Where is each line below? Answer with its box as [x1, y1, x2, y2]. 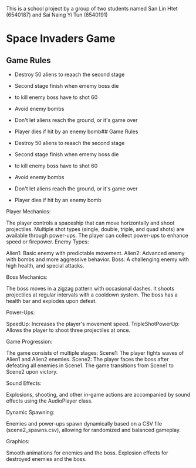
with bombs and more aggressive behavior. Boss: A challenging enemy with [6, 256, 190, 263]
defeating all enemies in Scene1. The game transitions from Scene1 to [6, 362, 174, 369]
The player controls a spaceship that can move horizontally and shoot [6, 219, 175, 226]
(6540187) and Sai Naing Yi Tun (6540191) [6, 11, 108, 18]
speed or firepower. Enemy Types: [6, 238, 89, 245]
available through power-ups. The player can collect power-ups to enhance [6, 232, 189, 239]
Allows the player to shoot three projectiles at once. [6, 327, 131, 334]
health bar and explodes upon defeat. [6, 298, 97, 304]
